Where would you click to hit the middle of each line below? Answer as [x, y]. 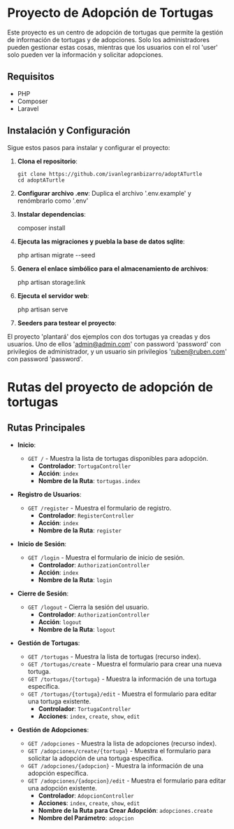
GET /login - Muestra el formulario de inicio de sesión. [106, 557]
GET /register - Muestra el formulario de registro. [100, 508]
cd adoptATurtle [41, 180]
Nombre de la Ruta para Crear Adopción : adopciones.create [125, 810]
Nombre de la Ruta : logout [77, 629]
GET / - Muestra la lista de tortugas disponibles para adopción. [118, 458]
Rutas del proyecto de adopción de [110, 387]
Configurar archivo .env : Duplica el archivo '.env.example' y [104, 193]
